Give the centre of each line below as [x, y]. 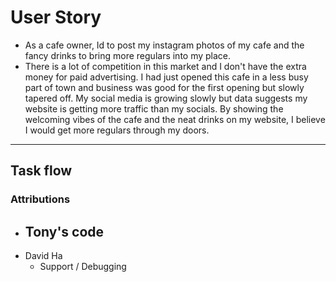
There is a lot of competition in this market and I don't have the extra [165, 66]
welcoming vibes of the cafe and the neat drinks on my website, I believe [175, 119]
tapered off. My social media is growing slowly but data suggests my [166, 98]
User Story [56, 17]
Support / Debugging [83, 267]
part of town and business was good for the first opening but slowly [164, 87]
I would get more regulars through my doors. [117, 130]
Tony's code [64, 231]
